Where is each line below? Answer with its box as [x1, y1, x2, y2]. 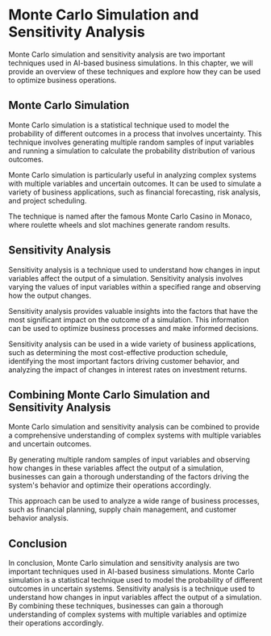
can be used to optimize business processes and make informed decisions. [8, 323, 259, 333]
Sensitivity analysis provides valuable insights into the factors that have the [8, 306, 258, 316]
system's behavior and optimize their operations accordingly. [8, 480, 212, 490]
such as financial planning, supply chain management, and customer [8, 504, 237, 514]
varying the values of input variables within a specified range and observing [8, 282, 261, 291]
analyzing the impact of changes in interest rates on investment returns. [8, 365, 248, 374]
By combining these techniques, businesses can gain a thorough [8, 601, 223, 611]
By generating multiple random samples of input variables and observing [8, 454, 250, 465]
